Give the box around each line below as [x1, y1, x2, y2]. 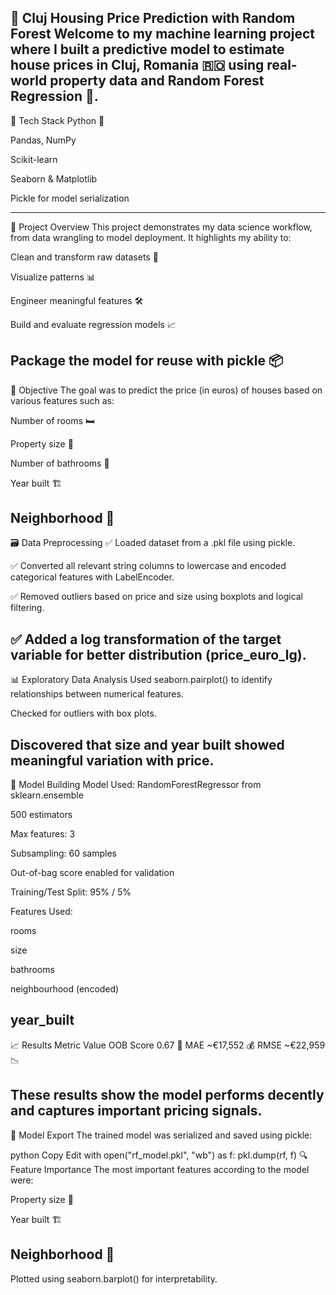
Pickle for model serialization [10, 192, 130, 204]
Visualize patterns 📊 [10, 271, 96, 283]
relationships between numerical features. [10, 688, 184, 700]
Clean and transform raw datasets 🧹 [10, 251, 159, 263]
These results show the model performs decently [10, 1087, 325, 1104]
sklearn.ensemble [10, 789, 84, 801]
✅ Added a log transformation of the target [10, 631, 282, 648]
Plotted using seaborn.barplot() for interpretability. [10, 1272, 218, 1285]
